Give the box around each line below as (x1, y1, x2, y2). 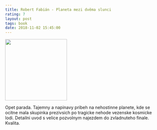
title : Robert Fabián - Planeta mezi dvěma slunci (5, 7, 112, 12)
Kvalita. (5, 120, 20, 126)
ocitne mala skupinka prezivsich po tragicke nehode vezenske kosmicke (5, 110, 152, 116)
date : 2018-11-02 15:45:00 (5, 26, 61, 30)
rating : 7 (5, 12, 26, 17)
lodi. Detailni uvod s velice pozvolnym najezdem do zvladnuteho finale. (5, 115, 150, 121)
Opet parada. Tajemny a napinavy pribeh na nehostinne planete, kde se (5, 104, 151, 110)
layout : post (5, 16, 32, 21)
